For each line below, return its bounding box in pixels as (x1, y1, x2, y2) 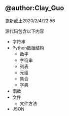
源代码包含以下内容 (5, 28, 44, 34)
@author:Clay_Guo (5, 4, 64, 12)
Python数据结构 (12, 44, 44, 51)
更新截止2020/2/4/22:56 (5, 17, 55, 24)
